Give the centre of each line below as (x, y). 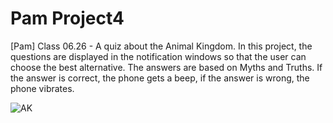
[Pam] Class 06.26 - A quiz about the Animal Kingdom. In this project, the (161, 46)
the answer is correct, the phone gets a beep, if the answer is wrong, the (160, 78)
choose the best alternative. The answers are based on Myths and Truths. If (166, 67)
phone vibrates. (42, 88)
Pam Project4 (67, 18)
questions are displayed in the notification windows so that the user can (158, 56)
